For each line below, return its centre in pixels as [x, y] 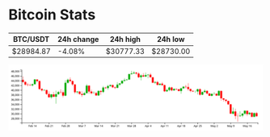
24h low [171, 39]
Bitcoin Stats [52, 15]
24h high [125, 39]
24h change [78, 39]
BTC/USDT [32, 39]
